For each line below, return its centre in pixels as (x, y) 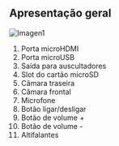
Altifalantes (40, 135)
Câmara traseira (48, 83)
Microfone (38, 100)
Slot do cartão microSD (60, 74)
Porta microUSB (48, 57)
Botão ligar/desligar (53, 109)
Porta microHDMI (50, 49)
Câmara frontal (46, 92)
